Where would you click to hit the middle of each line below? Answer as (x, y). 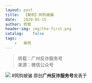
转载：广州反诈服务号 (40, 58)
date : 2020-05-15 (26, 19)
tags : (11, 39)
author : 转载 (18, 24)
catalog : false (25, 34)
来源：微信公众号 (36, 65)
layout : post (19, 10)
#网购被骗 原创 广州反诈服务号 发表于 (49, 75)
